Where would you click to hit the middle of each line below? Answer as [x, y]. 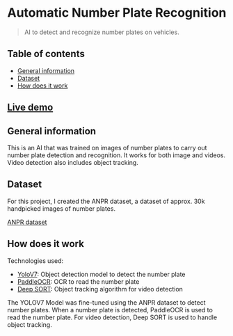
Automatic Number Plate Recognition [117, 13]
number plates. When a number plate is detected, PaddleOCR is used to [110, 310]
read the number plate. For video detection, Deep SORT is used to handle [112, 317]
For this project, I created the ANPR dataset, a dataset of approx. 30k [106, 201]
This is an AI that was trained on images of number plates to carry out [107, 147]
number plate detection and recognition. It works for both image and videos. [116, 155]
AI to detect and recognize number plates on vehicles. [102, 32]
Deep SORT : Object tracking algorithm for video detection [100, 289]
